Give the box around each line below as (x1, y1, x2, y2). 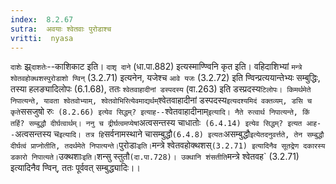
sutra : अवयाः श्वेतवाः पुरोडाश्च (10, 24, 112, 34)
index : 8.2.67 (10, 14, 74, 25)
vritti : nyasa (10, 33, 74, 43)
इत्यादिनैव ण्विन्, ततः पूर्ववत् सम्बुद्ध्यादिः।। (10, 162, 141, 174)
